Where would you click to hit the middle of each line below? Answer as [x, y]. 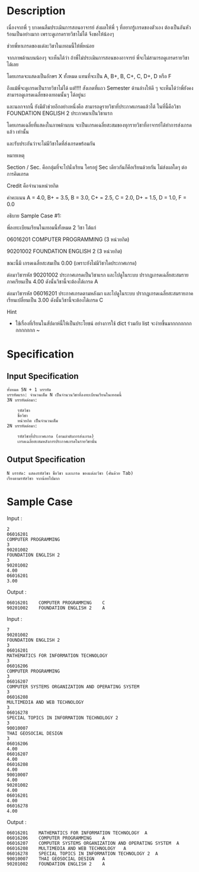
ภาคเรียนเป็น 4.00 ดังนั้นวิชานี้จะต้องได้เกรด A [52, 281]
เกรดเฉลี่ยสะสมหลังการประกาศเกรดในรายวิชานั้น [57, 441]
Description [36, 11]
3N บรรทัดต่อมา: [22, 400]
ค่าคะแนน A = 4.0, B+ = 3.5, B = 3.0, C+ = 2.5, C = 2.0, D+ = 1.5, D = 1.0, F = [97, 197]
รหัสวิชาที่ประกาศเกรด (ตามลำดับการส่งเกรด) [56, 436]
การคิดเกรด [18, 173]
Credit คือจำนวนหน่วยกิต [33, 185]
